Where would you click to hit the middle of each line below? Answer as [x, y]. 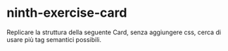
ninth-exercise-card [67, 13]
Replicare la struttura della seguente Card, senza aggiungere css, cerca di [114, 32]
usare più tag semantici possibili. [54, 39]
